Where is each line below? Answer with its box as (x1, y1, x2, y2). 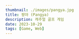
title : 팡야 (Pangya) (5, 12, 49, 17)
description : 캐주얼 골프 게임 (5, 17, 64, 22)
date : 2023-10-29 (5, 21, 42, 27)
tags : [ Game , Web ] (5, 26, 44, 31)
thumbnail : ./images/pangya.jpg (5, 7, 74, 13)
